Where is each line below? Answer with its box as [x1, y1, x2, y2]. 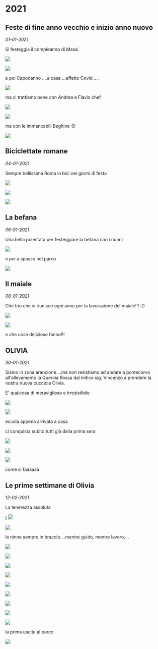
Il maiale [5, 280, 32, 288]
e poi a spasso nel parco [5, 255, 56, 261]
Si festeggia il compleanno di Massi [5, 46, 79, 52]
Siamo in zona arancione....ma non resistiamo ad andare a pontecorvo [5, 369, 150, 375]
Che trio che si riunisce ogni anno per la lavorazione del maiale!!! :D [5, 303, 145, 309]
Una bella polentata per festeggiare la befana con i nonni [5, 236, 123, 242]
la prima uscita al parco [5, 629, 54, 635]
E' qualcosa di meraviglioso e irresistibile [5, 390, 90, 396]
